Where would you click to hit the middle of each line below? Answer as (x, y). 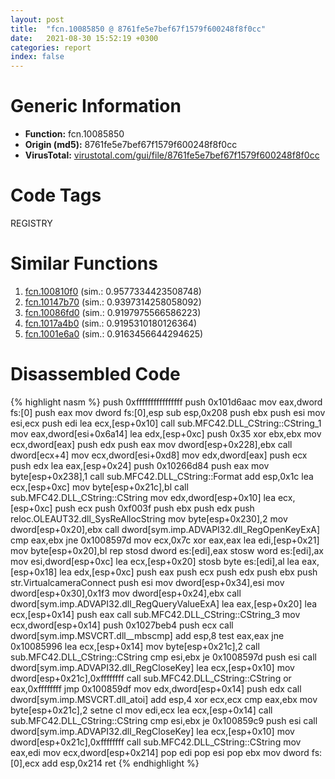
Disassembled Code (95, 374)
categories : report (51, 47)
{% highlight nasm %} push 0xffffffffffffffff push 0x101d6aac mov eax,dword (166, 402)
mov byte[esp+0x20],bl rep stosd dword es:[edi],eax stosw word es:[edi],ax (167, 550)
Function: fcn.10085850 (74, 134)
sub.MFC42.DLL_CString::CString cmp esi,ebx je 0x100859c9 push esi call (164, 720)
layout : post (37, 19)
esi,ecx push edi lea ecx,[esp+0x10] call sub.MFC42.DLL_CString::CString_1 (166, 423)
